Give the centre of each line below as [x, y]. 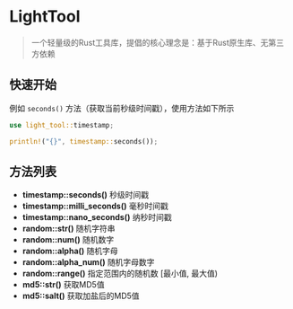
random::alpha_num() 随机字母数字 [88, 262]
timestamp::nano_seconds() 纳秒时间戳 [97, 217]
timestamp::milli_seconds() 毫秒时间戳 [95, 206]
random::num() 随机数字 [68, 240]
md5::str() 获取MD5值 [63, 285]
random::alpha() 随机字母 [70, 251]
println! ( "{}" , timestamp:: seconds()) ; [84, 141]
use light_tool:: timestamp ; [62, 125]
